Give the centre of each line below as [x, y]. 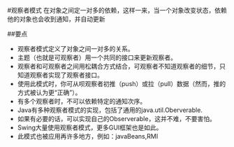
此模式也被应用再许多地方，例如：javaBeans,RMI [88, 136]
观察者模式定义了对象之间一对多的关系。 [75, 49]
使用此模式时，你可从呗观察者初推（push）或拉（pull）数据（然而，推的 [121, 84]
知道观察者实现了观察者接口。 [60, 75]
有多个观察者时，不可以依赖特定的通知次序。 [82, 101]
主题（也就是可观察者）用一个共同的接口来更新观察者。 [97, 57]
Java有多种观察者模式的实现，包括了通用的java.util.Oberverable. [110, 110]
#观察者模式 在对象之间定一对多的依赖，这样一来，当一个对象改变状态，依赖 [117, 10]
